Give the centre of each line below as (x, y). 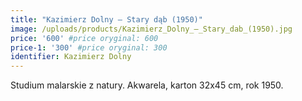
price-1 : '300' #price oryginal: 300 (89, 47)
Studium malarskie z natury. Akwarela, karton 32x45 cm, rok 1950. (147, 85)
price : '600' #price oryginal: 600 (84, 38)
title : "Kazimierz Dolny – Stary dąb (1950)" (106, 19)
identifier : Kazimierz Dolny (71, 57)
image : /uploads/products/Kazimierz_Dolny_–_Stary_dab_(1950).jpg (151, 29)
